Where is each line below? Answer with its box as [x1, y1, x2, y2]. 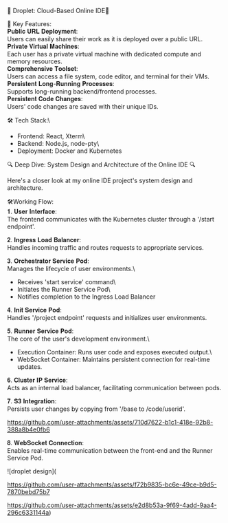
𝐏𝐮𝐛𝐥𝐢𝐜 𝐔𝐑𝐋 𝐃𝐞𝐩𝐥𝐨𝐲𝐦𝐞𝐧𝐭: [7, 28, 78, 35]
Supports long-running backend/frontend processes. [7, 87, 157, 96]
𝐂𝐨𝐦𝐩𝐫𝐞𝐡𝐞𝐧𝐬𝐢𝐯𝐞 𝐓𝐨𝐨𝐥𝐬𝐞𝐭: [7, 65, 78, 72]
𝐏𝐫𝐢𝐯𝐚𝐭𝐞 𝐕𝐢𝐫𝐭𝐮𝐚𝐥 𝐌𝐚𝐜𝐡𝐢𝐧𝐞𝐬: [7, 42, 80, 50]
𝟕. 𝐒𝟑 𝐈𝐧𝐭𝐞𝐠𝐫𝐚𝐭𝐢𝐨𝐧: [7, 397, 57, 405]
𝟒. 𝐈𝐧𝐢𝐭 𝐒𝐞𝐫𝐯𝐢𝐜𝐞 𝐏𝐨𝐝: [7, 306, 62, 314]
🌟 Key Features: [7, 20, 52, 28]
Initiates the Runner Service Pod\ [16, 286, 111, 293]
